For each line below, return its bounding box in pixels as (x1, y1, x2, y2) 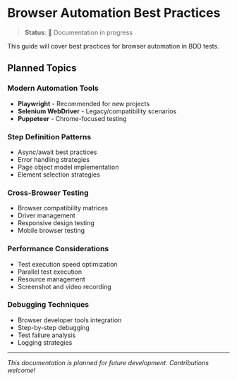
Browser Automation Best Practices (7, 5, 221, 21)
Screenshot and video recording (17, 282, 111, 291)
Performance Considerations (7, 244, 109, 254)
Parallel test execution (17, 267, 83, 276)
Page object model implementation (17, 163, 119, 171)
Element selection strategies (17, 170, 100, 179)
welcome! (7, 366, 36, 374)
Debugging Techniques (7, 300, 90, 310)
